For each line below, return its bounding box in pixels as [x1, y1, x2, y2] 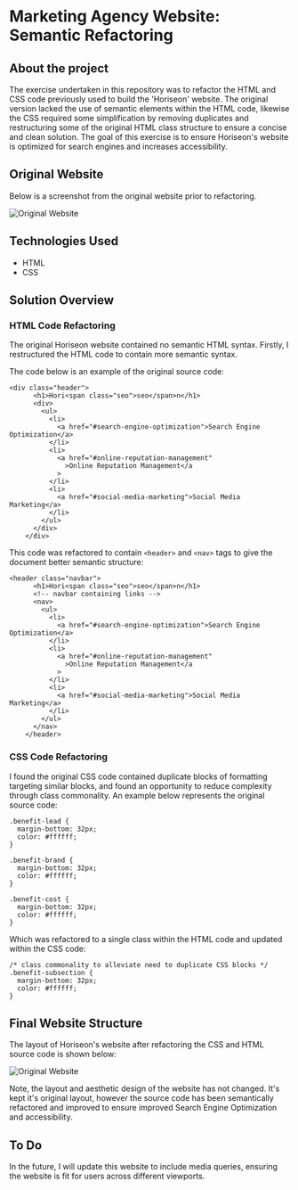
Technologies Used [9, 234, 118, 249]
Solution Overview [9, 292, 114, 308]
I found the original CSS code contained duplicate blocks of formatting [9, 771, 269, 782]
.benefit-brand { [9, 856, 74, 865]
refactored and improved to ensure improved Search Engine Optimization [9, 1103, 278, 1113]
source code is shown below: [9, 1049, 117, 1060]
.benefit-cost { [9, 894, 69, 904]
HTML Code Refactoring [9, 319, 116, 332]
